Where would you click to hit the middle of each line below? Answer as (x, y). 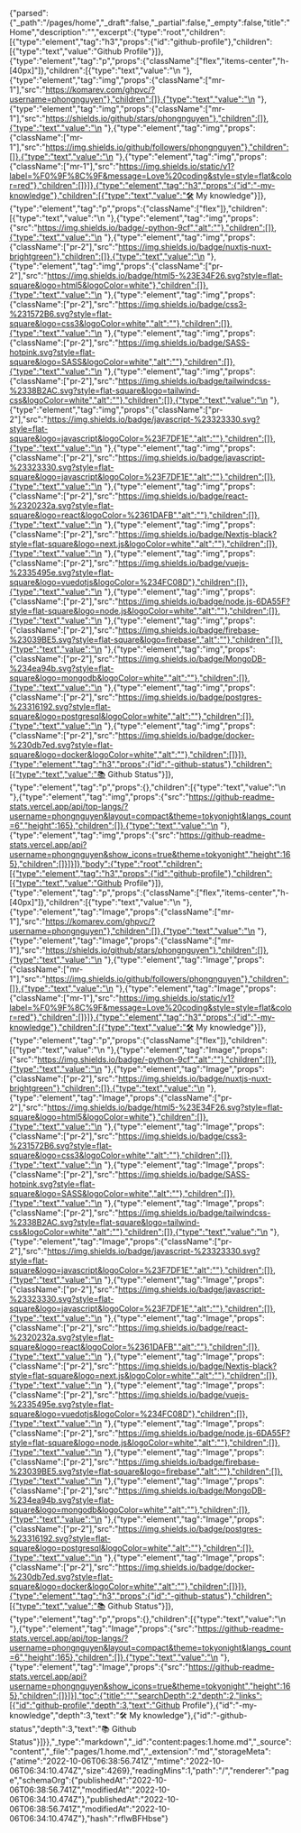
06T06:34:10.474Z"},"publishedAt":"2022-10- (94, 1799)
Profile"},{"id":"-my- (219, 1705)
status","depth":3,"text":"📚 (59, 1729)
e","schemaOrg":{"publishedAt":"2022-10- (88, 1780)
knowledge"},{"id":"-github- (195, 1715)
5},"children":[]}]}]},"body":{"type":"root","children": (106, 864)
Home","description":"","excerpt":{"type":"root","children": (118, 32)
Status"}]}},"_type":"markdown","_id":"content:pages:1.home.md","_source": (150, 1742)
